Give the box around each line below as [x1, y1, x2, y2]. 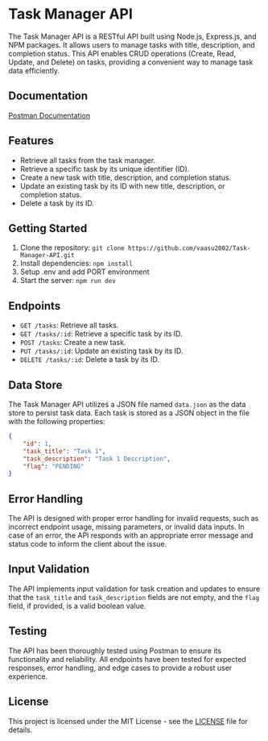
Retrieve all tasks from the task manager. [19, 155, 155, 165]
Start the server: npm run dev [19, 276, 117, 285]
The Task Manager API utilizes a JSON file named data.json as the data [8, 400, 246, 409]
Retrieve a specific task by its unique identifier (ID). [19, 164, 190, 173]
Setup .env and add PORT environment [19, 267, 150, 277]
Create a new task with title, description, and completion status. [19, 173, 232, 182]
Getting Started [8, 221, 88, 235]
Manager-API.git [19, 252, 75, 260]
